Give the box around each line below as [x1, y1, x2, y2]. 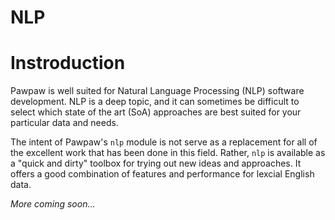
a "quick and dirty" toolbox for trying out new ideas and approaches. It [10, 157, 302, 170]
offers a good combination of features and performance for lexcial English [10, 168, 315, 180]
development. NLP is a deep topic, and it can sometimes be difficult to [10, 96, 300, 108]
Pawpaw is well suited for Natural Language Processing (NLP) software [10, 85, 305, 97]
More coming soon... [10, 198, 96, 210]
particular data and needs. [10, 117, 119, 129]
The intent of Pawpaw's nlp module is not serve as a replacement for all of [10, 136, 318, 148]
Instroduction [10, 52, 126, 75]
